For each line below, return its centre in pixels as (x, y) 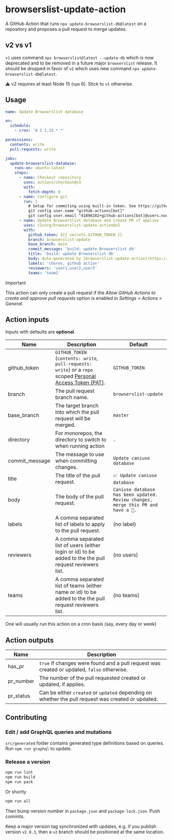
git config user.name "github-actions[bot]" (76, 211)
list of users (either (78, 545)
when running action (80, 446)
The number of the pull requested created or (93, 678)
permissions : (19, 140)
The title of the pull (78, 476)
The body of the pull (80, 497)
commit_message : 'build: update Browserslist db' (82, 249)
